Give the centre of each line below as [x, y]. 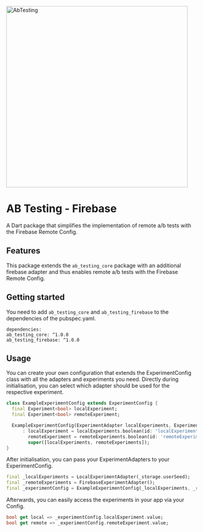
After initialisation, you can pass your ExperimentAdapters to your [88, 459]
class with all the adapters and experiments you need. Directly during [92, 379]
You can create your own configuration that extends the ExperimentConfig [99, 373]
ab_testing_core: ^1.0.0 [37, 335]
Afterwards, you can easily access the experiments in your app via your [95, 500]
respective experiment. [35, 392]
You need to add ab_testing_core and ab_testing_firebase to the [88, 312]
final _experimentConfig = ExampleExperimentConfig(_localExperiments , [98, 488]
